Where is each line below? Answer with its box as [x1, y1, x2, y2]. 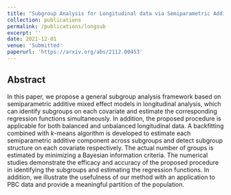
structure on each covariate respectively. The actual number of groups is [7, 143, 214, 152]
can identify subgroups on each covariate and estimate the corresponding [7, 107, 218, 115]
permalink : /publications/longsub [7, 23, 107, 30]
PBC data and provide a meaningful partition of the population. [7, 180, 184, 188]
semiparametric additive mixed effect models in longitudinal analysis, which [7, 99, 221, 107]
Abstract [7, 74, 46, 86]
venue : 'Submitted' [7, 42, 63, 49]
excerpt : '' [7, 29, 41, 37]
